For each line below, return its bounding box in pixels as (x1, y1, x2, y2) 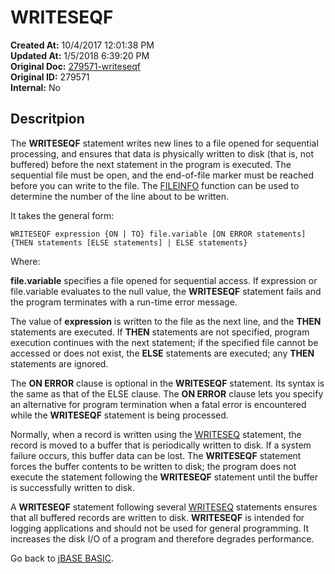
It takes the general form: (10, 209, 115, 221)
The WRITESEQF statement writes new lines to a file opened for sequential (10, 137, 319, 149)
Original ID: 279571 (10, 71, 90, 83)
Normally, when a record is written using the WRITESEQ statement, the (10, 428, 302, 440)
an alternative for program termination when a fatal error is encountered (10, 398, 307, 410)
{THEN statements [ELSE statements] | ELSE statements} (10, 237, 248, 248)
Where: (10, 255, 41, 267)
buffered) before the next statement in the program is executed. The (10, 158, 292, 170)
